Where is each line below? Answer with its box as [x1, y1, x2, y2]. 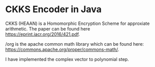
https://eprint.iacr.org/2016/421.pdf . [5, 31, 80, 37]
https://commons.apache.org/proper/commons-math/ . [5, 46, 119, 52]
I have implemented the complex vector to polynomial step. [5, 56, 129, 62]
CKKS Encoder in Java [5, 4, 102, 15]
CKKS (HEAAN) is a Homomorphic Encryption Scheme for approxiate [5, 20, 150, 26]
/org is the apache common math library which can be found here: [5, 41, 144, 47]
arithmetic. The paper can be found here [5, 25, 90, 31]
